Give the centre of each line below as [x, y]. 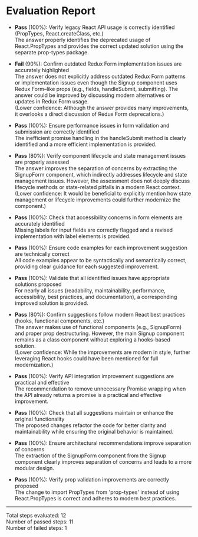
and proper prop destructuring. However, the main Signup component [99, 333]
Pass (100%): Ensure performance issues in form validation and [92, 125]
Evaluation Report [51, 11]
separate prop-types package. [52, 52]
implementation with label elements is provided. [72, 236]
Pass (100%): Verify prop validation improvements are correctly [92, 479]
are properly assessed [42, 162]
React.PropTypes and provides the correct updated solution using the [99, 46]
